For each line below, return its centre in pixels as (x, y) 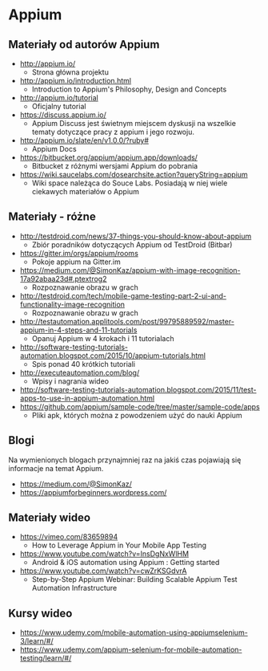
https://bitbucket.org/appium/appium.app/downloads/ (109, 157)
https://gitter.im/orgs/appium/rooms (79, 253)
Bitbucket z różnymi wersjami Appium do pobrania (115, 166)
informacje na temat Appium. (56, 468)
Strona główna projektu (70, 72)
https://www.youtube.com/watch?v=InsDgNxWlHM (104, 554)
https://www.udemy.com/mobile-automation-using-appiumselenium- (134, 632)
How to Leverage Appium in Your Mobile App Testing (119, 545)
